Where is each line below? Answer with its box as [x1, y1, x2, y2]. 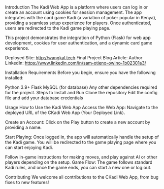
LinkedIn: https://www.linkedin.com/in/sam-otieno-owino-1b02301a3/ [5, 60, 146, 66]
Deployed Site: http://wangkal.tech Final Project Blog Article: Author [5, 55, 143, 61]
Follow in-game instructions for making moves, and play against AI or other [5, 154, 158, 160]
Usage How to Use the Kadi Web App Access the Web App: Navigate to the [5, 105, 158, 110]
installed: [5, 75, 24, 80]
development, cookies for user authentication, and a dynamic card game [5, 40, 153, 46]
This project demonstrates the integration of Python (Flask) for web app [5, 35, 151, 40]
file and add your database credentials [5, 95, 83, 101]
